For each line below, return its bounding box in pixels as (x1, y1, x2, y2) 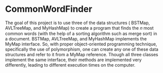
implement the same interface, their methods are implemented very (5, 57, 142, 63)
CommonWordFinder (5, 3, 93, 15)
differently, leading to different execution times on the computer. (5, 62, 135, 68)
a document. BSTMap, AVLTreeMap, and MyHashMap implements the (5, 36, 147, 41)
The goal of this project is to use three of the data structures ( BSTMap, (5, 20, 150, 26)
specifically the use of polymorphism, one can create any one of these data (5, 46, 159, 52)
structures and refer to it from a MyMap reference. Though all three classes (5, 51, 159, 57)
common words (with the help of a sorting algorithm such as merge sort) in (5, 31, 158, 36)
